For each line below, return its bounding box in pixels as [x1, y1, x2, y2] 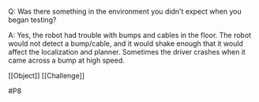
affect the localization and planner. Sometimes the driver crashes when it [8, 47, 246, 56]
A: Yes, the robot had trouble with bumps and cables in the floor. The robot [8, 31, 251, 40]
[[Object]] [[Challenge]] [8, 71, 85, 80]
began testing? [8, 15, 57, 25]
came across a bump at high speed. [8, 55, 125, 65]
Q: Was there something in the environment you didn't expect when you [8, 7, 242, 16]
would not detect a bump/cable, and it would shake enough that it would [8, 39, 243, 48]
